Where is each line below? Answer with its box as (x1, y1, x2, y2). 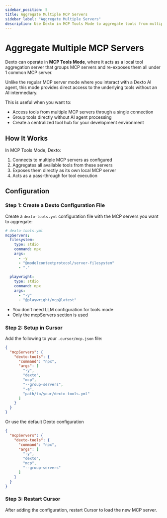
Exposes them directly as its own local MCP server (12, 168, 117, 173)
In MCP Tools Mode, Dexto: (5, 147, 61, 153)
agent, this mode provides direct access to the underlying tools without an (5, 85, 158, 90)
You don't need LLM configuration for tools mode (12, 306, 113, 312)
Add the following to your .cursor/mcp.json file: (5, 335, 103, 341)
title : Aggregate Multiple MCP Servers (5, 12, 88, 17)
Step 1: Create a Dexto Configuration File (5, 202, 105, 209)
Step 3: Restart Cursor (5, 496, 61, 503)
